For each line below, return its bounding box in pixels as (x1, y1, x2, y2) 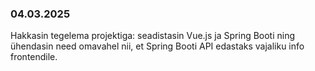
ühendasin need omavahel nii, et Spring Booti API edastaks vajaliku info (10, 40, 305, 52)
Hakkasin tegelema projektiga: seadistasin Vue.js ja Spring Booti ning (10, 30, 296, 42)
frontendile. (10, 51, 58, 63)
